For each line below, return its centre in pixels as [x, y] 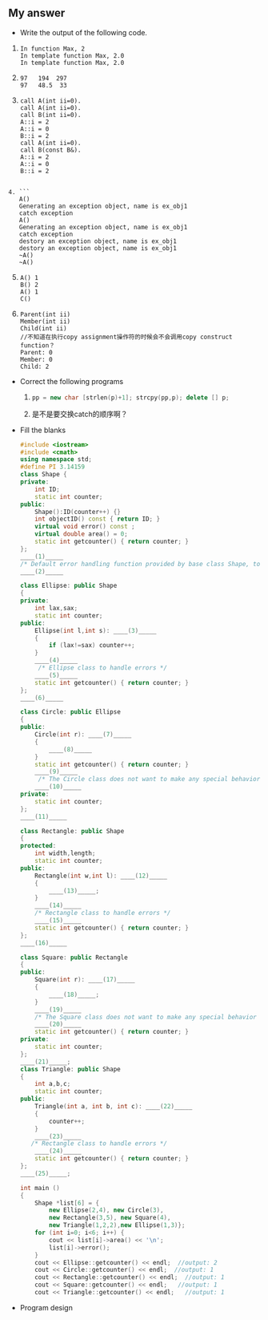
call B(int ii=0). [50, 115]
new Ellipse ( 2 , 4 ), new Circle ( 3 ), [106, 1210]
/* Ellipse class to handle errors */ [103, 668]
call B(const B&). [50, 150]
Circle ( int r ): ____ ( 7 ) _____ [83, 735]
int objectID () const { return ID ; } [98, 519]
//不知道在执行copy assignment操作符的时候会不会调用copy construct [126, 337]
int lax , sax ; [56, 609]
